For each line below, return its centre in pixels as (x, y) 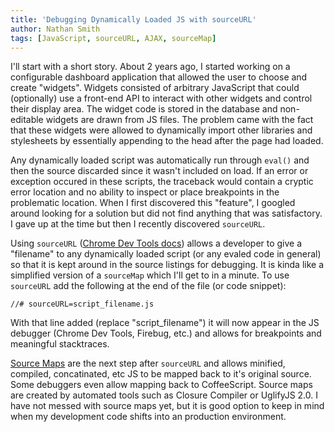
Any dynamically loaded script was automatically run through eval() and (160, 160)
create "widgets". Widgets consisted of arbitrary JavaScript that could (155, 88)
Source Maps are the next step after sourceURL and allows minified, (148, 363)
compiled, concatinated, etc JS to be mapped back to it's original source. (161, 374)
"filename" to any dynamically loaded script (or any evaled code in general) (166, 254)
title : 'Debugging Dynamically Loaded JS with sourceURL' (133, 19)
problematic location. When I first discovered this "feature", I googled (153, 203)
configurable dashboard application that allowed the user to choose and (159, 77)
